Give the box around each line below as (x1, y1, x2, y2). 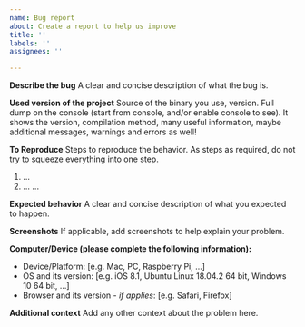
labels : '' (9, 38, 51, 48)
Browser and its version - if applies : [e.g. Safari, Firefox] (22, 290, 233, 301)
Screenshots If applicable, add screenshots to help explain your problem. (9, 226, 285, 237)
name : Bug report (9, 13, 75, 23)
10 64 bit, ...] (22, 281, 70, 292)
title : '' (9, 30, 47, 39)
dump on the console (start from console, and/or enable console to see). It (9, 107, 289, 118)
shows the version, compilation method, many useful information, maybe (9, 117, 281, 128)
